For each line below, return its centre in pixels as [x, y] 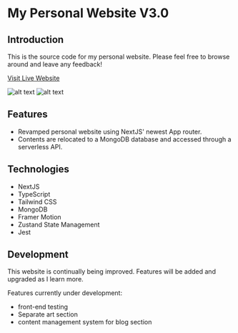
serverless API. [40, 146]
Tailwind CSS [37, 202]
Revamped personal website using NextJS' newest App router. [110, 131]
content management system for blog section [85, 322]
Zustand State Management [59, 224]
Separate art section [48, 314]
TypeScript [34, 194]
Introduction [36, 40]
